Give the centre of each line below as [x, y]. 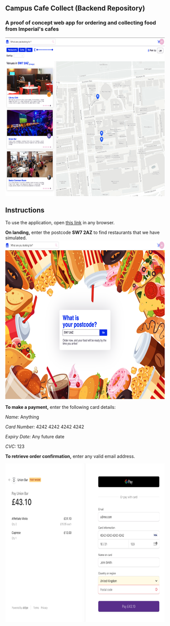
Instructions [25, 210]
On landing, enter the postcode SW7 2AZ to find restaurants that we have [82, 232]
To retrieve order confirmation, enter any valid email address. [70, 456]
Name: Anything [22, 417]
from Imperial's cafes [32, 29]
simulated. [16, 237]
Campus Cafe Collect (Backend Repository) [75, 8]
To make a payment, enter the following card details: [60, 407]
